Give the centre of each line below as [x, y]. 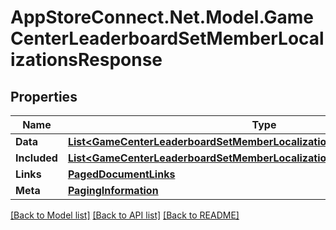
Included [36, 158]
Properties [44, 96]
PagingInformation [113, 190]
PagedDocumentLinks [121, 174]
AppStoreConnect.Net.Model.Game [162, 17]
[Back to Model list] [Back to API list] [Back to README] [125, 215]
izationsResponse [86, 60]
